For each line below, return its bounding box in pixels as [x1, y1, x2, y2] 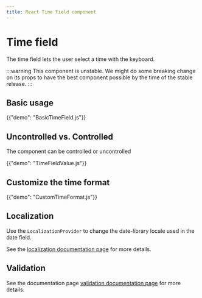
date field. [6, 233, 32, 241]
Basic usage [6, 98, 54, 108]
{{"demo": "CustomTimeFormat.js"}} [6, 193, 97, 200]
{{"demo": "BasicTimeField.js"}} [6, 114, 86, 121]
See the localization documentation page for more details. [6, 245, 151, 253]
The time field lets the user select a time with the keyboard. [6, 55, 155, 63]
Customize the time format [6, 177, 110, 188]
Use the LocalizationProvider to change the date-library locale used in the [6, 227, 195, 235]
